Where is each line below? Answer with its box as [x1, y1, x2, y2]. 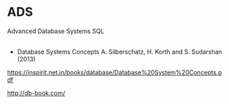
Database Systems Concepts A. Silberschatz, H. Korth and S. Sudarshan [17, 48, 222, 56]
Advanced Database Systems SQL [7, 27, 105, 35]
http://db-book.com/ [7, 89, 65, 97]
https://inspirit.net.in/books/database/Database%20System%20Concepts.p [7, 68, 222, 76]
